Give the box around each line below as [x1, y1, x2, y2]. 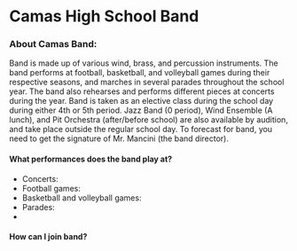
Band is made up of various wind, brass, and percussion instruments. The [9, 58, 278, 68]
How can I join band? [9, 231, 88, 242]
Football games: [21, 183, 82, 193]
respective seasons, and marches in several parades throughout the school [9, 77, 285, 88]
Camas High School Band [9, 6, 199, 27]
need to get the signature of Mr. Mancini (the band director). [9, 133, 229, 144]
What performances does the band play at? [9, 153, 173, 165]
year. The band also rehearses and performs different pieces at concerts [9, 86, 275, 97]
